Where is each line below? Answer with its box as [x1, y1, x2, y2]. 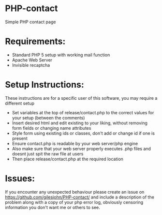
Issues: [5, 173, 35, 184]
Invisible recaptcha [12, 62, 50, 68]
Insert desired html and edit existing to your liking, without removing [12, 120, 147, 126]
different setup [5, 100, 35, 106]
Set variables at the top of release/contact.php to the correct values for [12, 109, 154, 115]
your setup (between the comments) [12, 115, 85, 121]
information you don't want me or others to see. [5, 204, 100, 210]
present [12, 135, 28, 141]
